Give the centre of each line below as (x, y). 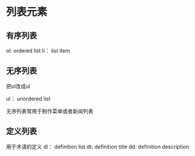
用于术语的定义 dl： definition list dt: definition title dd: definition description (97, 147)
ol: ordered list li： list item (38, 51)
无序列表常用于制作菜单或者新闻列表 (50, 111)
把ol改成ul (18, 86)
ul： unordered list (28, 99)
